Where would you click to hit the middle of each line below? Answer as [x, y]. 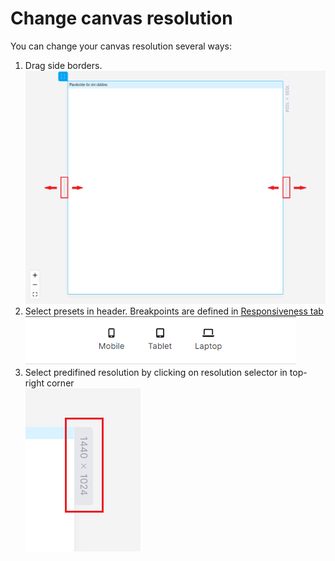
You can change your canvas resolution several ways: [121, 46]
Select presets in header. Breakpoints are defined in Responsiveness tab [174, 311]
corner [60, 383]
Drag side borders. [63, 65]
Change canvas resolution [121, 18]
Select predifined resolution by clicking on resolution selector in [156, 372]
